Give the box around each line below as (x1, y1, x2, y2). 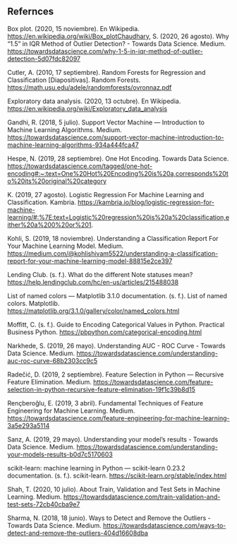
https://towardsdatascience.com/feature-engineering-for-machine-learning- (7, 413, 230, 422)
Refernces (7, 6, 54, 18)
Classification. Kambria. (7, 198, 76, 206)
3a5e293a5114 (7, 421, 50, 430)
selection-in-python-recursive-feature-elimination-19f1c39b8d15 (7, 385, 195, 394)
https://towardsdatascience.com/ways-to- (102, 521, 226, 529)
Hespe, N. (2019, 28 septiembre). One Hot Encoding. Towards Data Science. (7, 154, 229, 162)
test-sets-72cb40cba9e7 (7, 499, 80, 508)
